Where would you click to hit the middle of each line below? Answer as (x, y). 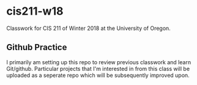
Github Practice (37, 47)
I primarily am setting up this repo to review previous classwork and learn (99, 62)
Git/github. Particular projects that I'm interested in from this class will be (98, 68)
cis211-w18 (35, 11)
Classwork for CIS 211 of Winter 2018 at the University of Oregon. (89, 28)
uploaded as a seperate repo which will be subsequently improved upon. (98, 75)
